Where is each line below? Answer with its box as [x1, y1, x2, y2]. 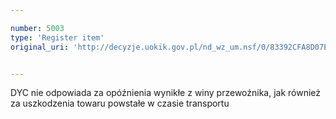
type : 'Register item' [10, 32, 105, 43]
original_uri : [10, 42, 70, 52]
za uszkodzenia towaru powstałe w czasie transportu [10, 97, 230, 110]
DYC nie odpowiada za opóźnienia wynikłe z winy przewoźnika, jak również [10, 87, 322, 99]
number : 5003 [10, 23, 65, 33]
